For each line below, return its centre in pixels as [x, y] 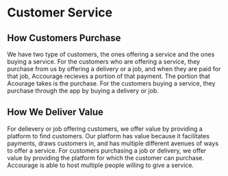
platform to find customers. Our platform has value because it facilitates [109, 136]
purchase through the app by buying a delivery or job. [83, 91]
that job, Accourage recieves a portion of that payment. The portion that [109, 76]
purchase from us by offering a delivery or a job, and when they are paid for [114, 69]
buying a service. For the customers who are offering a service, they [104, 62]
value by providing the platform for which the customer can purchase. [105, 158]
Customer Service [60, 13]
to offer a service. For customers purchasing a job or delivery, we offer [107, 150]
